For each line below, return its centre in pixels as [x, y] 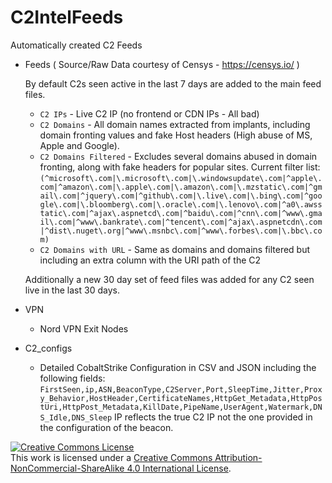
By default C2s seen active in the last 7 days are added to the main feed [173, 83]
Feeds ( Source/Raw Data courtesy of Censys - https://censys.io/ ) [162, 64]
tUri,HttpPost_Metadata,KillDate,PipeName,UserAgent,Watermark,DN [181, 407]
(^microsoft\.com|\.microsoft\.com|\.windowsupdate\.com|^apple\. [181, 178]
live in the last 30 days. [72, 290]
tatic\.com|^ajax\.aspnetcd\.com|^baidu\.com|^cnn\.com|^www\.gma [181, 213]
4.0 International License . [179, 468]
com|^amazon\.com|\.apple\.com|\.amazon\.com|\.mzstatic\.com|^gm [181, 187]
